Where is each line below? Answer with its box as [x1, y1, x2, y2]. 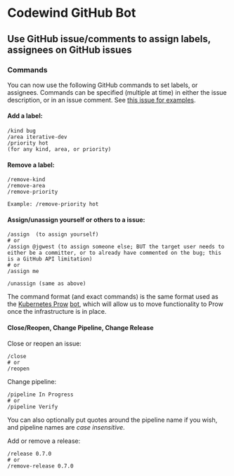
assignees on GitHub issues [7, 44, 132, 55]
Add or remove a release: [7, 437, 81, 445]
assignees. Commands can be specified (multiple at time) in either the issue [7, 88, 227, 96]
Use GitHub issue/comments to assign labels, [7, 33, 211, 45]
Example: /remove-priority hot [7, 201, 99, 208]
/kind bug [7, 128, 37, 135]
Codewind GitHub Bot [7, 5, 136, 21]
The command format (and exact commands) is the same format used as [7, 293, 219, 301]
